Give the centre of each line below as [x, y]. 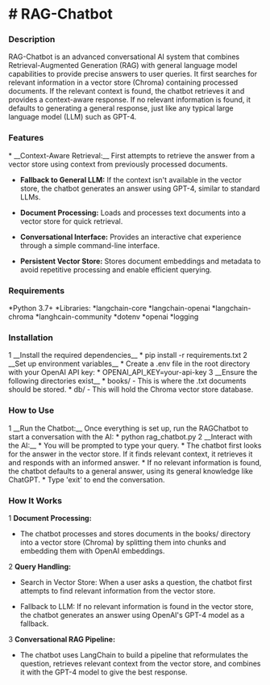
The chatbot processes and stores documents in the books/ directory [135, 533]
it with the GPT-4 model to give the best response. [104, 672]
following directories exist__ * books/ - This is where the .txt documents [127, 381]
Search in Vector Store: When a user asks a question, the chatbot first [136, 582]
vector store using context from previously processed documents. [118, 164]
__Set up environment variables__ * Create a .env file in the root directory [129, 364]
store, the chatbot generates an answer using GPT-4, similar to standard [140, 188]
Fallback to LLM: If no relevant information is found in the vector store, [137, 606]
